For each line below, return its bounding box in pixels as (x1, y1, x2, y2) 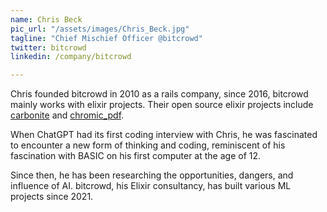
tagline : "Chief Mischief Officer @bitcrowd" (10, 33, 203, 43)
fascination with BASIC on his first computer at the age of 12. (10, 150, 262, 162)
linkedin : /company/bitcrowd (10, 52, 132, 62)
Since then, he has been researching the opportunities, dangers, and (10, 169, 294, 181)
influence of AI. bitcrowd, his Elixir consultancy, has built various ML (10, 180, 292, 192)
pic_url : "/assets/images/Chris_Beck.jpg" (10, 24, 190, 34)
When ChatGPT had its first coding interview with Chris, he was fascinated (10, 129, 318, 141)
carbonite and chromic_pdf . (10, 109, 125, 121)
